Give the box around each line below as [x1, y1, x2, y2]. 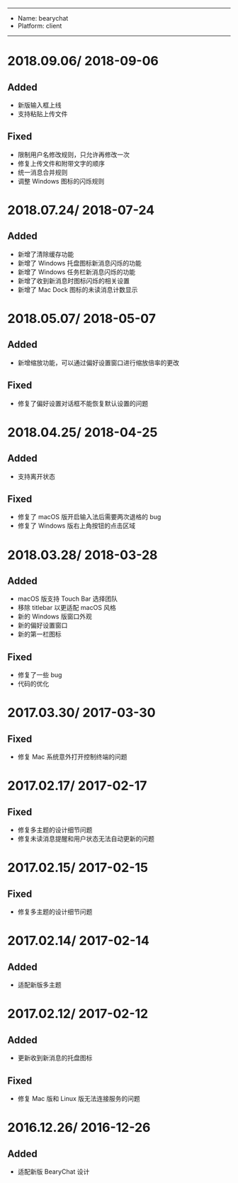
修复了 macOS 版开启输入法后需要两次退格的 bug [17, 513, 161, 521]
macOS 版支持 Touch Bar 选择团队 [17, 594, 118, 603]
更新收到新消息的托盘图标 [17, 1053, 93, 1063]
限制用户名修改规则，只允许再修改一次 [17, 150, 130, 159]
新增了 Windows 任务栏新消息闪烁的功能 [17, 267, 136, 276]
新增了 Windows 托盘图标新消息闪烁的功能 [17, 259, 142, 267]
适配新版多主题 [17, 980, 62, 989]
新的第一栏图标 [17, 630, 62, 638]
